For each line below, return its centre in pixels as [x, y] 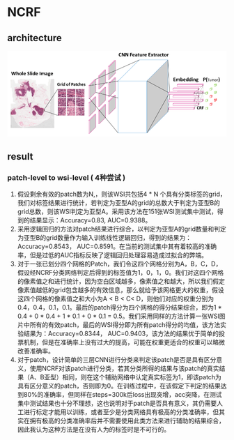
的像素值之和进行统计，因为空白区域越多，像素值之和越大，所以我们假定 [121, 281]
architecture [35, 38]
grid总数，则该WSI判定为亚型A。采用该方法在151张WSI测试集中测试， [117, 212]
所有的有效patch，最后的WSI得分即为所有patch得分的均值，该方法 [125, 325]
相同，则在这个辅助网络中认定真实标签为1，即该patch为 [142, 377]
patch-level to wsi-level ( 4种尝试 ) [67, 177]
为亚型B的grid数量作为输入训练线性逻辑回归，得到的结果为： [104, 238]
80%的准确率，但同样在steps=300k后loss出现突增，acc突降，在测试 [123, 395]
